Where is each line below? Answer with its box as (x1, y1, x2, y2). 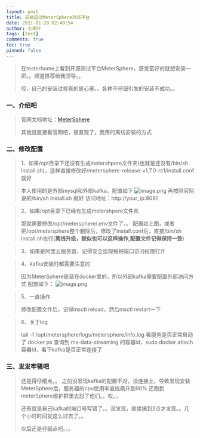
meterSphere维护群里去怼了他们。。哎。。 (20, 392, 121, 399)
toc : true (6, 42, 31, 48)
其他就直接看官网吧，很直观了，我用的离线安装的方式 (20, 129, 152, 136)
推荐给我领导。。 (44, 72, 84, 79)
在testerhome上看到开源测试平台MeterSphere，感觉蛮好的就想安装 (20, 64, 186, 72)
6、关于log (20, 319, 48, 326)
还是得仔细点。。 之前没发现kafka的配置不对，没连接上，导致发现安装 (20, 377, 191, 384)
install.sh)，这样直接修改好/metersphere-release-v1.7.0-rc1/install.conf (20, 167, 195, 174)
